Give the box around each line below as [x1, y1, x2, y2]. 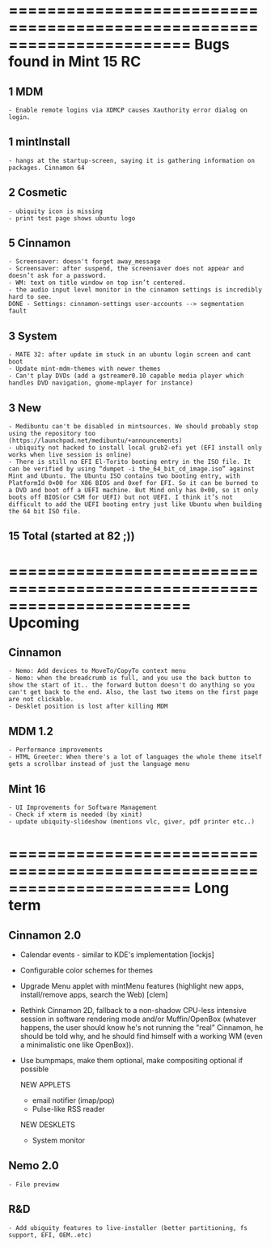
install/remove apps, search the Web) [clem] [19, 990, 168, 1000]
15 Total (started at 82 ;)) [8, 530, 135, 543]
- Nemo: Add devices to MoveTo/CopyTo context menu [8, 667, 186, 675]
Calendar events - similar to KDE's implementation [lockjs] [19, 950, 214, 960]
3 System [8, 329, 57, 343]
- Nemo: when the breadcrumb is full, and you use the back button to [8, 674, 252, 683]
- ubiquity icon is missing [8, 207, 104, 215]
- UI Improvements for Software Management [8, 803, 158, 812]
